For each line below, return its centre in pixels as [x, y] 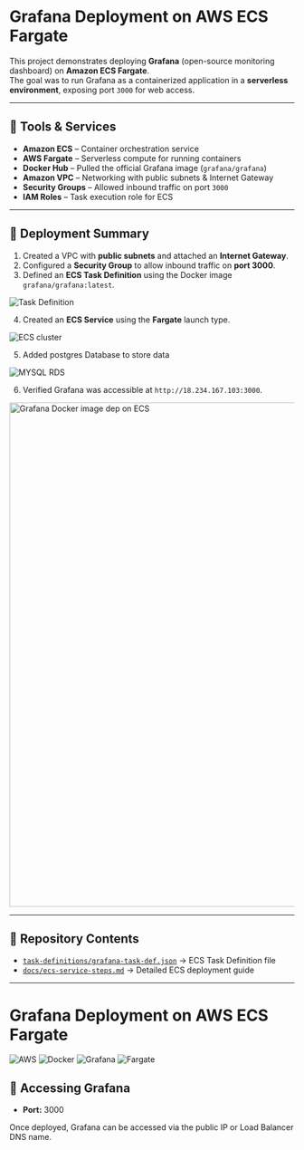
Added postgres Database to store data [96, 354]
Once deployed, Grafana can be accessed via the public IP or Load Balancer [152, 1127]
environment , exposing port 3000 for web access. [102, 90]
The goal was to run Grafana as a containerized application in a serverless [149, 80]
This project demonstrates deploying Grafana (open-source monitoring [142, 61]
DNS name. [31, 1137]
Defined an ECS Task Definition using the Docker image [127, 274]
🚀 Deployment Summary [79, 234]
